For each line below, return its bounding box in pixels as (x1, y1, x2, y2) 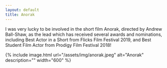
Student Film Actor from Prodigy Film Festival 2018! (5, 42, 112, 48)
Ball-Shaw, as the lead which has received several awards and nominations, (5, 31, 162, 37)
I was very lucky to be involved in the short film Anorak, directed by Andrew (5, 26, 162, 32)
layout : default (5, 7, 39, 13)
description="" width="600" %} (5, 57, 71, 63)
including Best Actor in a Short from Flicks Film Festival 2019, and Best (5, 36, 151, 43)
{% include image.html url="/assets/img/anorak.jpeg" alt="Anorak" (5, 51, 144, 58)
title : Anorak (5, 12, 35, 17)
